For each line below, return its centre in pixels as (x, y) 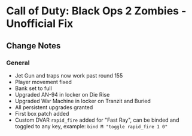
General (18, 63)
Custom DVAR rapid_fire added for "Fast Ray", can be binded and (97, 120)
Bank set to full (33, 88)
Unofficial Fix (40, 24)
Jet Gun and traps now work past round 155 (69, 75)
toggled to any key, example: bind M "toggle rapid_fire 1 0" (91, 126)
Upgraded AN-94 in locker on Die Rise (62, 94)
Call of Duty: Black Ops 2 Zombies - (96, 11)
